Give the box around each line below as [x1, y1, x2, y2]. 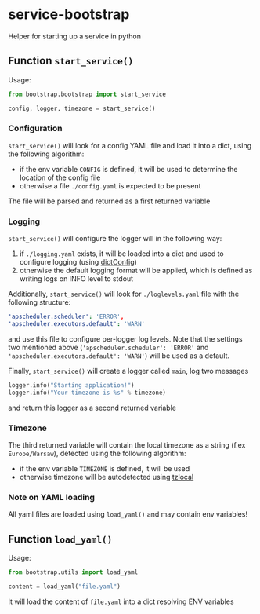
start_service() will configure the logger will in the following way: [8, 234, 222, 243]
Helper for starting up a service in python [8, 31, 141, 41]
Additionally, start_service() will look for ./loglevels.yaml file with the [8, 289, 240, 299]
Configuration [8, 123, 63, 134]
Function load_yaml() [8, 532, 113, 546]
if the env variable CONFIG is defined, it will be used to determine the [19, 164, 238, 174]
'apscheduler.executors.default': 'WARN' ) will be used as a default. [8, 351, 229, 360]
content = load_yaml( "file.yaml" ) [8, 583, 121, 590]
